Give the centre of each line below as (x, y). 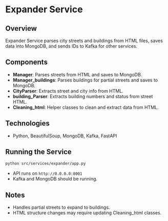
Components (26, 62)
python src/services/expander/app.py (46, 164)
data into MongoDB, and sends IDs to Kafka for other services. (71, 46)
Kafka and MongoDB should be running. (55, 179)
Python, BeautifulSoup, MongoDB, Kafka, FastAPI (65, 136)
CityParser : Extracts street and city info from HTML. (68, 91)
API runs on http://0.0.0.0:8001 (47, 173)
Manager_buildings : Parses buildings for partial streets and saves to (85, 80)
